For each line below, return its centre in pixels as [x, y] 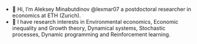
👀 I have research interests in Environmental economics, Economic [95, 22]
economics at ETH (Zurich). [46, 15]
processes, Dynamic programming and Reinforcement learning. [91, 34]
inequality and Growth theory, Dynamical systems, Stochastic [88, 28]
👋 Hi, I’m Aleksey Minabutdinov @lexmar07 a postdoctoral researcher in [102, 9]
